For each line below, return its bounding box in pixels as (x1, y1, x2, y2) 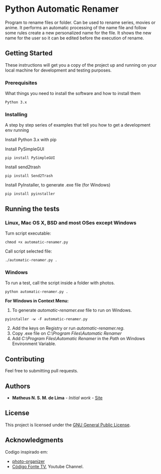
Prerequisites (5, 79, 37, 86)
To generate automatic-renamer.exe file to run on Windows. (12, 308, 132, 313)
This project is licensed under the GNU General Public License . (5, 422, 131, 428)
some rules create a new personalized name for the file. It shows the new (5, 30, 152, 36)
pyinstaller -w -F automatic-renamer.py (5, 317, 88, 322)
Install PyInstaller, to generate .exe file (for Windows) (5, 182, 111, 188)
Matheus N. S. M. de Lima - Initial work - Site (12, 395, 103, 401)
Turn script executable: (5, 230, 51, 237)
